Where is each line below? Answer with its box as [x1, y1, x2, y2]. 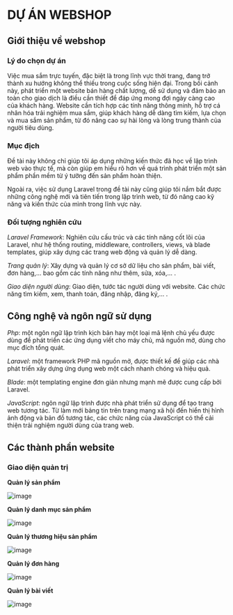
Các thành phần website [7, 441, 115, 453]
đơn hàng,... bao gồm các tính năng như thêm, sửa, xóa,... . [7, 269, 176, 277]
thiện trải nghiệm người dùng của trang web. [7, 421, 134, 429]
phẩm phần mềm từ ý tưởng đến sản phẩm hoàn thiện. [7, 172, 163, 180]
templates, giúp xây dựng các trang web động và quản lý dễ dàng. [7, 248, 198, 256]
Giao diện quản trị [7, 462, 68, 472]
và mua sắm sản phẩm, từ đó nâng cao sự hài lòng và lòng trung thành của [7, 116, 221, 124]
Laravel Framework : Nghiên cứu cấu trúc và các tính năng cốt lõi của [7, 233, 205, 242]
